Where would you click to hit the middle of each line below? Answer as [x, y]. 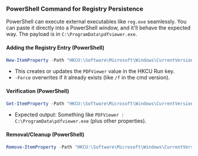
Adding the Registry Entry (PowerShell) [55, 47]
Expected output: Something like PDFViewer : [70, 115]
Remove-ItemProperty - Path [39, 147]
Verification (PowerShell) [38, 91]
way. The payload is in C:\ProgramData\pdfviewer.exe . [72, 34]
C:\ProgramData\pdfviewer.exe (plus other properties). [80, 121]
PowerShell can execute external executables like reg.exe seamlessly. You [96, 22]
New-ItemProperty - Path [35, 60]
